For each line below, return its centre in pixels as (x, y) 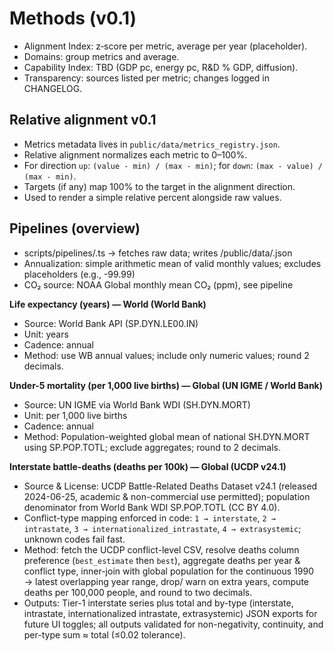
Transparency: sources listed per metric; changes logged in (146, 78)
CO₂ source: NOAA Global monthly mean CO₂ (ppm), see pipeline (158, 284)
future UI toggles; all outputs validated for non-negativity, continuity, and (173, 624)
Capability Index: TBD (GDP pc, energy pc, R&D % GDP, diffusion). (161, 67)
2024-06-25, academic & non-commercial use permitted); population (167, 496)
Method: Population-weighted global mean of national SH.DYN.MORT (167, 436)
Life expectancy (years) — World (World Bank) (108, 304)
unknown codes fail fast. (74, 539)
